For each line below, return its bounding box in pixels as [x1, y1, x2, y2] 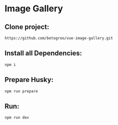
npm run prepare [4, 88, 38, 94]
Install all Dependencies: [4, 49, 82, 57]
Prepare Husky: [4, 76, 54, 84]
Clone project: [4, 23, 50, 31]
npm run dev [4, 115, 29, 120]
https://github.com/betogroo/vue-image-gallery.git [4, 36, 113, 41]
